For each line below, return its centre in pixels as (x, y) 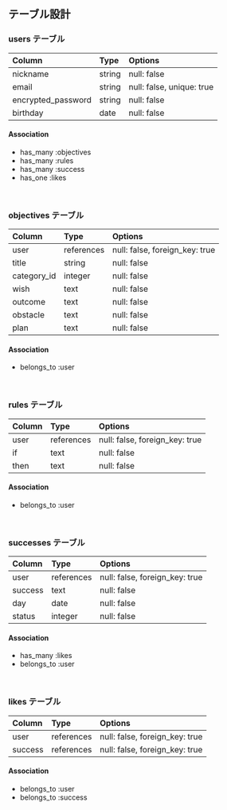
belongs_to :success (53, 797)
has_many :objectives (55, 152)
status (24, 616)
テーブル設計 (39, 14)
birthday (28, 113)
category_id (34, 276)
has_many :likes (46, 656)
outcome (29, 302)
